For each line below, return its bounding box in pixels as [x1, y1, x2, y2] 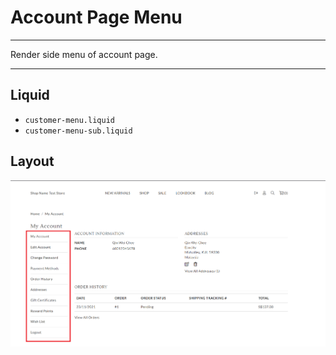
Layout [10, 153, 55, 170]
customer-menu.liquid [24, 115, 115, 125]
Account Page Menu [10, 6, 183, 29]
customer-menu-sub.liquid [24, 126, 133, 136]
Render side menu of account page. [10, 48, 158, 60]
